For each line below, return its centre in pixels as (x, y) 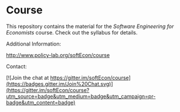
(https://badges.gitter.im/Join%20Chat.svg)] (60, 84)
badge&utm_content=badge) (41, 102)
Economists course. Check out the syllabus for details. (72, 32)
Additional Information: (34, 44)
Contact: (17, 66)
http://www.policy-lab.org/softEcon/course (58, 55)
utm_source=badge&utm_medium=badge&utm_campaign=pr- (81, 96)
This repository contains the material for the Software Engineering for (90, 26)
